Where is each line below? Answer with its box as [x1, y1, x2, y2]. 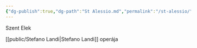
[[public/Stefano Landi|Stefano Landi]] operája [5, 35, 118, 42]
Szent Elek [5, 24, 32, 31]
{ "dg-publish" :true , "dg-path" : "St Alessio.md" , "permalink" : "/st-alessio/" [5, 8, 193, 14]
